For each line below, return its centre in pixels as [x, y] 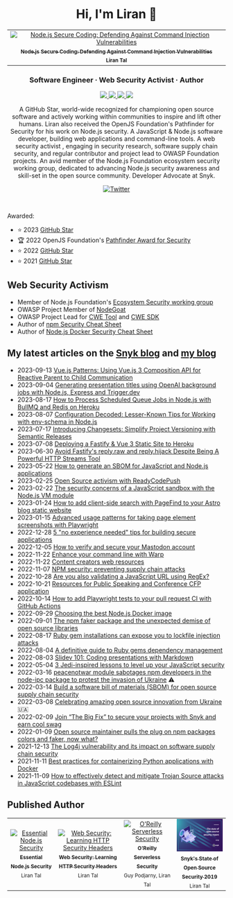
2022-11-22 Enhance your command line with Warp [90, 554]
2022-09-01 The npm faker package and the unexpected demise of [114, 621]
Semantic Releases [44, 436]
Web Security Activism [58, 285]
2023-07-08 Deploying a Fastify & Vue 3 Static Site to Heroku [105, 444]
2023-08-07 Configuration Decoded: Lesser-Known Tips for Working [116, 414]
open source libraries [48, 628]
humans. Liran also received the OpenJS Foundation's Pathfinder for [116, 124]
